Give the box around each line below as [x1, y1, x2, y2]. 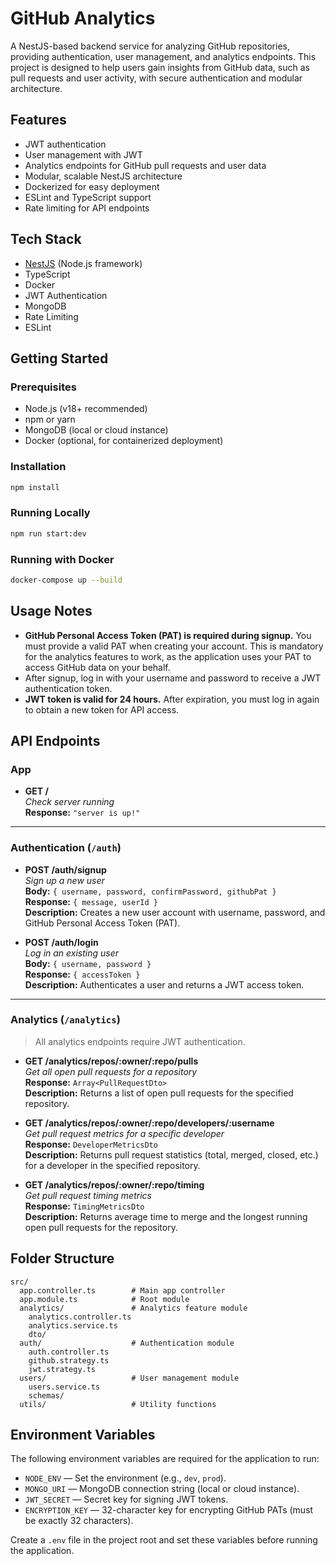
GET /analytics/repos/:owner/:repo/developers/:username [24, 1117, 275, 1129]
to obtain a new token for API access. [24, 703, 180, 716]
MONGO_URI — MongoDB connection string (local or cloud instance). [24, 1483, 300, 1495]
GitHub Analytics [10, 7, 156, 30]
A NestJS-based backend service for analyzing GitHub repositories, [10, 40, 290, 52]
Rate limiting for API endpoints [24, 202, 150, 214]
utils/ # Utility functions [19, 1399, 217, 1409]
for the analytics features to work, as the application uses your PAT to [24, 650, 312, 662]
